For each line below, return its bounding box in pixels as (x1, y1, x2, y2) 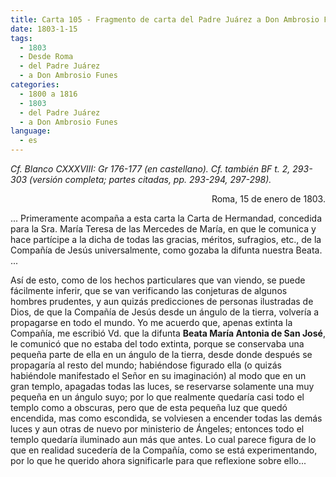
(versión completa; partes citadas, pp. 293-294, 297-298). (29, 174, 272, 185)
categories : (10, 80, 60, 90)
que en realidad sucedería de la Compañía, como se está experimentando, (10, 444, 318, 456)
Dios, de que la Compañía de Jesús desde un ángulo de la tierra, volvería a (10, 306, 320, 318)
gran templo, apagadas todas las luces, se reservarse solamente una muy (10, 381, 315, 392)
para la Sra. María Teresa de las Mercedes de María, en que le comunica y (10, 223, 317, 235)
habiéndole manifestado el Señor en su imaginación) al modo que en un (10, 370, 307, 381)
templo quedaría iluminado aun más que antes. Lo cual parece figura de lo (10, 434, 317, 445)
